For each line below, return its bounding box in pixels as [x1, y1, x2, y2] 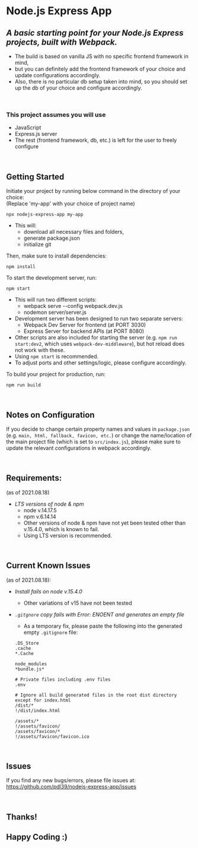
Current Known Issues [6, 561, 91, 571]
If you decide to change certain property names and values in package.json [6, 425, 190, 433]
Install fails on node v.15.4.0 [14, 587, 83, 595]
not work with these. [14, 347, 65, 354]
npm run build [6, 382, 41, 388]
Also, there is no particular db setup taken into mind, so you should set [14, 78, 188, 85]
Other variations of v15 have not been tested [23, 599, 132, 606]
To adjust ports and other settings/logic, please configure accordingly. [14, 359, 187, 366]
